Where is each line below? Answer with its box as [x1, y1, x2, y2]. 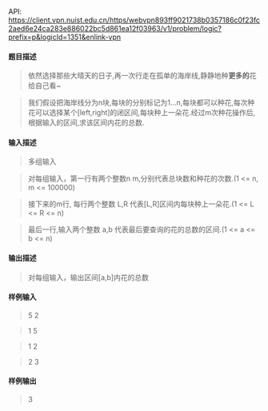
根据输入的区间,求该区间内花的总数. [27, 118, 145, 127]
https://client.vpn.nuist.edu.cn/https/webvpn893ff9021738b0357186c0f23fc [8, 15, 261, 25]
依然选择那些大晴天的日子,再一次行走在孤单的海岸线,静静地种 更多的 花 [27, 71, 257, 81]
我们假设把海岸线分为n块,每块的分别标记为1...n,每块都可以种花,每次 [27, 98, 248, 107]
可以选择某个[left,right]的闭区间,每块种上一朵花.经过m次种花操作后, [34, 108, 256, 118]
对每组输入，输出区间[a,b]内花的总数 [27, 272, 150, 282]
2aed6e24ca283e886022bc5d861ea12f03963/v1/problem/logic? [8, 24, 222, 33]
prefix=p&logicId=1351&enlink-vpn [8, 32, 122, 42]
